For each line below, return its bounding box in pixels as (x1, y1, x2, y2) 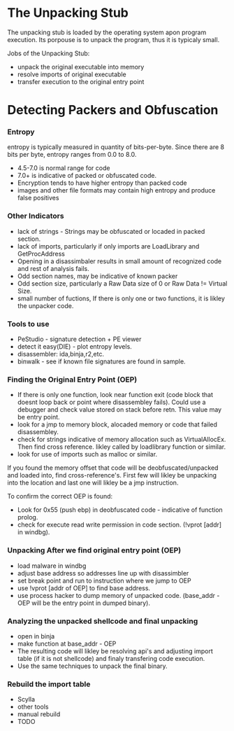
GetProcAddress (17, 249, 65, 258)
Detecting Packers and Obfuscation (7, 102, 219, 118)
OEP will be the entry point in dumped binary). (17, 599, 150, 607)
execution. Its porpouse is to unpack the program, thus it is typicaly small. (7, 35, 220, 43)
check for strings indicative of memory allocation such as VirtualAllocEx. (17, 436, 226, 444)
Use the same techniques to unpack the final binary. (17, 662, 168, 670)
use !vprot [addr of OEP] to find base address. (17, 583, 151, 592)
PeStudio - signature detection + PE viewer (17, 335, 142, 344)
